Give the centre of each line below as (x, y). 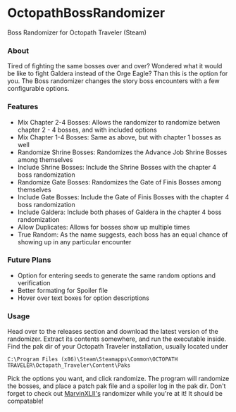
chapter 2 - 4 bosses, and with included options (87, 130)
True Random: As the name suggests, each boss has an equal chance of (123, 235)
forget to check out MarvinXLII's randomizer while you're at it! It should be (115, 394)
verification (34, 282)
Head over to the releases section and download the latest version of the (113, 332)
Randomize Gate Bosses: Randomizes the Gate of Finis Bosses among (119, 182)
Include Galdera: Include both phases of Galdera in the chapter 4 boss (119, 212)
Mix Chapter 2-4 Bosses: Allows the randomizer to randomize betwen (119, 122)
